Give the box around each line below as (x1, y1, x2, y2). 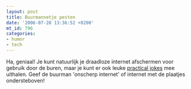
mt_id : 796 (6, 25, 33, 31)
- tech (6, 42, 23, 48)
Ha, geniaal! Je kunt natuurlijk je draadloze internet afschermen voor (6, 58, 174, 65)
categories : (6, 31, 36, 37)
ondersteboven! (6, 77, 45, 84)
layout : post (6, 8, 39, 15)
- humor (6, 36, 26, 42)
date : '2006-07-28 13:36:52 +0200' (6, 20, 94, 26)
